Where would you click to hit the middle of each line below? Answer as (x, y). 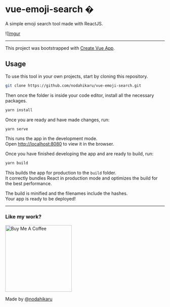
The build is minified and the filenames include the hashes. (67, 193)
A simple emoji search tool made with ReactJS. (54, 23)
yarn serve (17, 129)
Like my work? (24, 217)
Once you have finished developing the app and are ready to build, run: (79, 154)
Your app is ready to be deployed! (40, 199)
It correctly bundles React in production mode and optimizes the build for (81, 178)
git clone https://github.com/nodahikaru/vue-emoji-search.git (73, 86)
